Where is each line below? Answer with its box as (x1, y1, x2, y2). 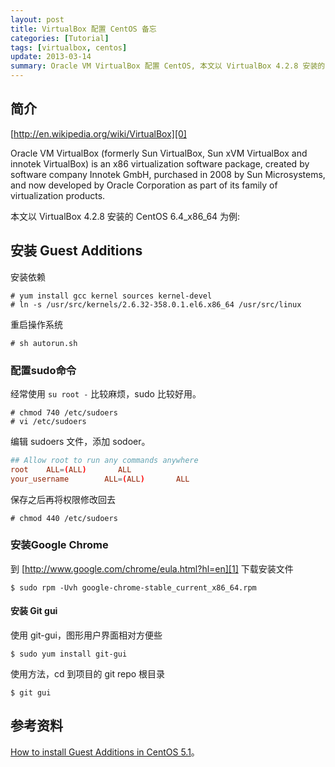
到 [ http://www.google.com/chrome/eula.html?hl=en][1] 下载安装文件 (10, 562, 294, 575)
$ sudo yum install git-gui (10, 649, 128, 660)
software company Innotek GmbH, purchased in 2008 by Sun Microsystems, (10, 168, 326, 180)
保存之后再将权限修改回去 (10, 493, 116, 505)
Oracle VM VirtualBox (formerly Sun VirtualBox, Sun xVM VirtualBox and (10, 147, 308, 159)
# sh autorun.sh (10, 338, 78, 348)
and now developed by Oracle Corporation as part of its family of (10, 179, 278, 191)
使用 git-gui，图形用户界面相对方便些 (10, 629, 163, 641)
